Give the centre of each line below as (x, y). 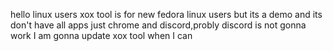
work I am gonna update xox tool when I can (101, 35)
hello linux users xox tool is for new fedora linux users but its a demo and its (166, 14)
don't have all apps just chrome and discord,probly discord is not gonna (158, 25)
